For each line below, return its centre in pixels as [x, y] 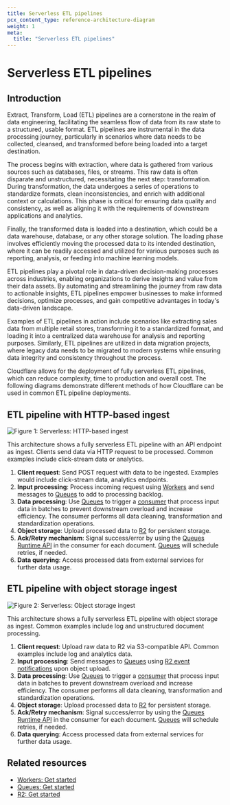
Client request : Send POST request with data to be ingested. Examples [117, 472]
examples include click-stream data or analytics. [76, 459]
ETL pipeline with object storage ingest [92, 589]
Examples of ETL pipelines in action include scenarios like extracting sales [112, 321]
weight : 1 [21, 26]
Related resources [47, 763]
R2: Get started [38, 794]
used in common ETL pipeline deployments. [69, 393]
